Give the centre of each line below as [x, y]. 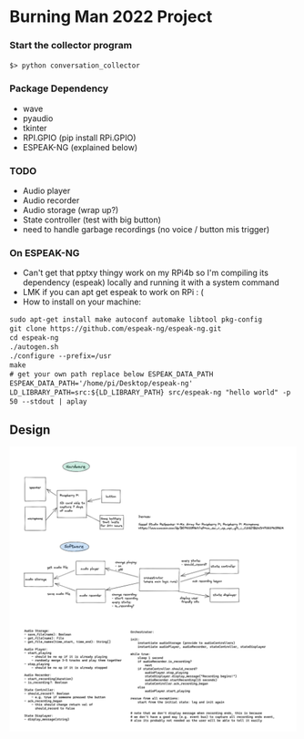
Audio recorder [51, 200]
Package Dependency [59, 88]
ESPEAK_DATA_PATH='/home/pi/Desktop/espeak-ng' [101, 384]
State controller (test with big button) [92, 220]
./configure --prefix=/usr [61, 356]
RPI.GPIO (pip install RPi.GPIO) [79, 138]
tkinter [35, 128]
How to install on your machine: [82, 302]
